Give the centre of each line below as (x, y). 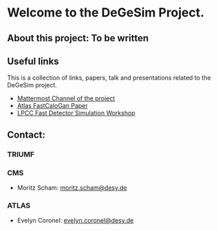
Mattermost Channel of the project (66, 98)
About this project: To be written (78, 38)
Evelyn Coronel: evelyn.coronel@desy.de (75, 221)
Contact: (26, 134)
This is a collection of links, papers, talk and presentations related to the (109, 78)
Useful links (33, 61)
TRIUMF (21, 154)
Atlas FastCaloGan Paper (52, 106)
